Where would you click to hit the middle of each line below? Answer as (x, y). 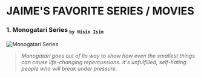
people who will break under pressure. (69, 68)
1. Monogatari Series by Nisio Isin (55, 31)
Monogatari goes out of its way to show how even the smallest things (108, 56)
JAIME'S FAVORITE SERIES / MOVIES (100, 11)
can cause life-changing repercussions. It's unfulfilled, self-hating (104, 62)
